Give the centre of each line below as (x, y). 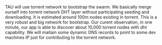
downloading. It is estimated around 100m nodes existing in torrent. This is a (81, 17)
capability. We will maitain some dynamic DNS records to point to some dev (81, 32)
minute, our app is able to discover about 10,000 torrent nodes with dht (76, 27)
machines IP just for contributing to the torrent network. (61, 37)
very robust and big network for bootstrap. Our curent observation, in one (79, 22)
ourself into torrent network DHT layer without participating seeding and (77, 12)
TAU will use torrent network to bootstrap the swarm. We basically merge (78, 7)
